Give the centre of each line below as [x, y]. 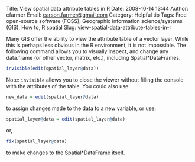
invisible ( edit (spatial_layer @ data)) [53, 69]
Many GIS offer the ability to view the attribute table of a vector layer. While [97, 39]
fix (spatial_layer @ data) [37, 141]
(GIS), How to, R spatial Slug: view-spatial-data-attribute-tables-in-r [89, 27]
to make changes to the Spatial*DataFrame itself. [66, 153]
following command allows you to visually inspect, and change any [87, 51]
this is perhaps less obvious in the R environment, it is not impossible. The [96, 45]
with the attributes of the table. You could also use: [68, 86]
